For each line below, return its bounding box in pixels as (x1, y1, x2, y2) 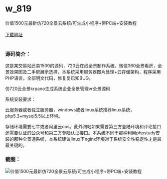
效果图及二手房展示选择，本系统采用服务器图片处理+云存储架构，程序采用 (9, 69, 161, 75)
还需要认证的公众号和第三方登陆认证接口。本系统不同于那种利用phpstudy (5, 130, 156, 136)
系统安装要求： (5, 96, 36, 102)
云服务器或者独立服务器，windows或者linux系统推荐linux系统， (5, 107, 135, 113)
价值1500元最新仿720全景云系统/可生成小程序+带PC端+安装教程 (5, 20, 137, 26)
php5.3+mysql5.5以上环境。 (5, 113, 63, 119)
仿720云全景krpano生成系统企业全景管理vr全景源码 (5, 86, 111, 92)
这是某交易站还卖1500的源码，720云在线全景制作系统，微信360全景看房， (5, 63, 158, 69)
